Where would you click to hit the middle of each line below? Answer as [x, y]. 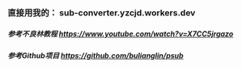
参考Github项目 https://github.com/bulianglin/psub [96, 55]
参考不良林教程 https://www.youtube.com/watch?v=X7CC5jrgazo [121, 33]
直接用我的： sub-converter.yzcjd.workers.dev [102, 12]
